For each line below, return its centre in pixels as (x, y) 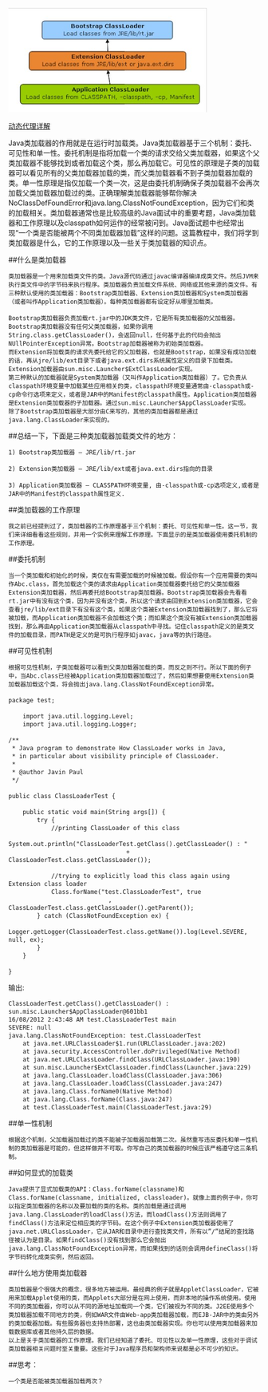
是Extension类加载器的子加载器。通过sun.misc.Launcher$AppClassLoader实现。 (129, 403)
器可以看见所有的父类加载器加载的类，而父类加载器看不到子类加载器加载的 (130, 173)
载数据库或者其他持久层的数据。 (53, 1332)
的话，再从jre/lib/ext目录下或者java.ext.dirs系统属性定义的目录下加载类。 (122, 361)
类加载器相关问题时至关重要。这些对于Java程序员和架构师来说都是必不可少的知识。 (125, 1349)
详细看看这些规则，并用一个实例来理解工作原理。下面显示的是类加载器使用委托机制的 (138, 535)
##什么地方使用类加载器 (48, 1273)
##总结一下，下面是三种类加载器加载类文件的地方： (93, 436)
